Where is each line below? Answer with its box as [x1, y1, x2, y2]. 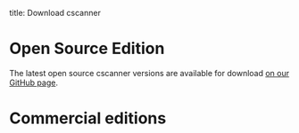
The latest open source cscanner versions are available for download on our [9, 67, 290, 78]
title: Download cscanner [9, 8, 101, 18]
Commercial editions [9, 108, 167, 129]
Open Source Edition [9, 39, 165, 59]
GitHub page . [9, 77, 58, 88]
